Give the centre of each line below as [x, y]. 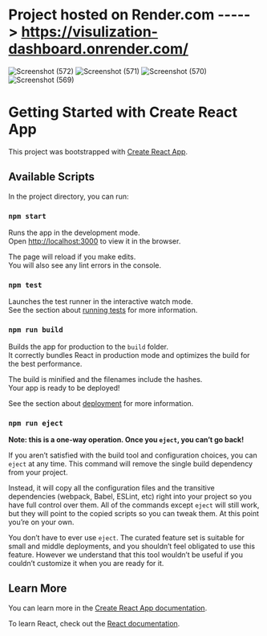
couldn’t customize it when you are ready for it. [86, 563]
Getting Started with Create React [123, 112]
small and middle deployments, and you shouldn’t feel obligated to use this [131, 546]
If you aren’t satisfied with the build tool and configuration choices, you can [133, 455]
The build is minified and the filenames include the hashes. [105, 379]
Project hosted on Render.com [111, 15]
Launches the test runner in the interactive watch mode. [101, 302]
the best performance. [45, 363]
